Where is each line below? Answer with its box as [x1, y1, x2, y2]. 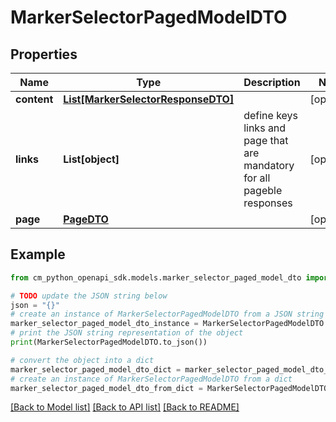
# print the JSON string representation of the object [10, 328, 244, 338]
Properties [10, 46, 78, 63]
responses [243, 196, 293, 210]
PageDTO [63, 212, 109, 226]
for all [243, 171, 271, 185]
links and [243, 121, 287, 135]
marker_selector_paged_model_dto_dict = [10, 364, 182, 375]
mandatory [243, 159, 295, 172]
